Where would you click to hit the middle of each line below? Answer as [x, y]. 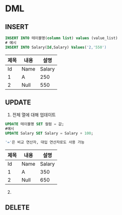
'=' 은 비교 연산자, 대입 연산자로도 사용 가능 [45, 143]
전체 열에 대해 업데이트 [34, 115]
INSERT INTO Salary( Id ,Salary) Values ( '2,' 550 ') [56, 47]
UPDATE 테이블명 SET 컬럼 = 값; [35, 124]
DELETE [17, 208]
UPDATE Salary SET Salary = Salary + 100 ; [49, 134]
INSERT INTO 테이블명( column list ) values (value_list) [61, 38]
